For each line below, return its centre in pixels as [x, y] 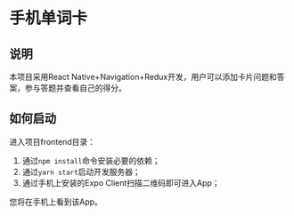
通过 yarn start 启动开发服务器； [81, 172]
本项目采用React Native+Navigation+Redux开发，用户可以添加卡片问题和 [143, 77]
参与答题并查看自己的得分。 [75, 88]
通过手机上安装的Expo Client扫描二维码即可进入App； [121, 182]
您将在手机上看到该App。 [56, 202]
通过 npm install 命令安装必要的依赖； [91, 160]
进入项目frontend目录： [53, 141]
